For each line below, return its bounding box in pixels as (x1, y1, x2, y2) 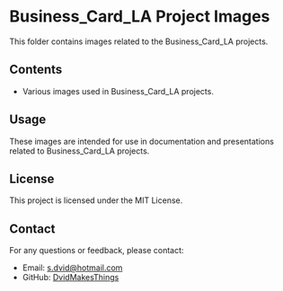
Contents (9, 62, 63, 77)
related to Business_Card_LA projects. (9, 145, 150, 156)
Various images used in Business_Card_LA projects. (22, 85, 214, 96)
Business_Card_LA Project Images (9, 6, 270, 27)
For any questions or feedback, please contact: (9, 245, 184, 256)
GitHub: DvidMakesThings (22, 272, 119, 283)
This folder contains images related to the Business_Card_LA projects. (9, 36, 269, 47)
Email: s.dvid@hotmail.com (22, 262, 123, 273)
